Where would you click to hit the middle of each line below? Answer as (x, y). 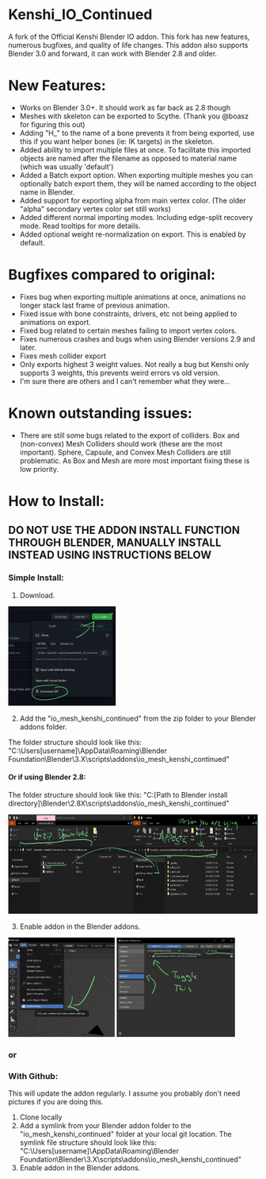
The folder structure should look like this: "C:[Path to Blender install (118, 794)
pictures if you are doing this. (56, 1102)
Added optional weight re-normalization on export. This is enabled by (133, 234)
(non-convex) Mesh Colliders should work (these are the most (121, 443)
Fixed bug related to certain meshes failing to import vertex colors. (128, 331)
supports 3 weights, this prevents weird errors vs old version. (120, 373)
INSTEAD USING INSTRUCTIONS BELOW (110, 555)
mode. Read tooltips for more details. (80, 226)
